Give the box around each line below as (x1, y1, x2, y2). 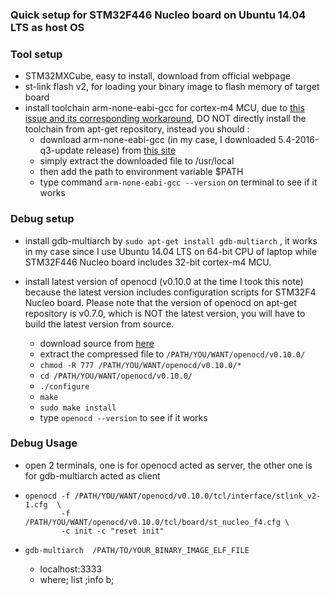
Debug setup (10, 212, 75, 226)
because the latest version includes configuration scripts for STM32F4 (24, 286, 317, 298)
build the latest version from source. (24, 318, 175, 330)
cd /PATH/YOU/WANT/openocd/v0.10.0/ (39, 371, 193, 381)
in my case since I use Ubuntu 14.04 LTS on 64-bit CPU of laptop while (24, 245, 318, 257)
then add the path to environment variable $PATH (39, 166, 244, 178)
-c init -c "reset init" (61, 526, 165, 536)
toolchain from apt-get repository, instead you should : (24, 123, 250, 135)
